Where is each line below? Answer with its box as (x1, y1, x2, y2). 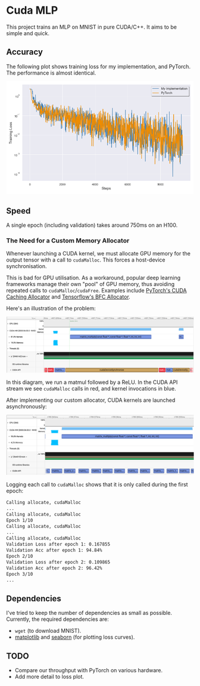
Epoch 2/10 (6, 553, 33, 559)
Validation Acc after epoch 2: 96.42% (6, 565, 102, 571)
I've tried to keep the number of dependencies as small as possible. (6, 610, 173, 617)
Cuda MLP (6, 4, 58, 17)
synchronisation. (6, 263, 47, 270)
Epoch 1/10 (6, 518, 33, 524)
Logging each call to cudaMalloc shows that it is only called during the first (6, 481, 189, 488)
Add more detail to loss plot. (14, 673, 85, 680)
